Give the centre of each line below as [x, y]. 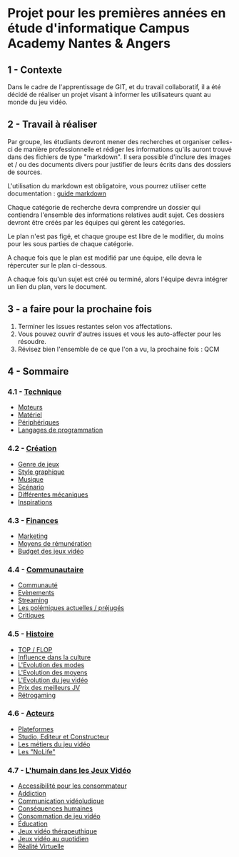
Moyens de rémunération [55, 543]
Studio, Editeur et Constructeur [63, 736]
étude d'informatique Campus [99, 28]
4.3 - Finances [33, 520]
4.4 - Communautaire [46, 569]
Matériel [30, 415]
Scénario [31, 487]
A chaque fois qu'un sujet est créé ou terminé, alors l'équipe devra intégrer [118, 279]
